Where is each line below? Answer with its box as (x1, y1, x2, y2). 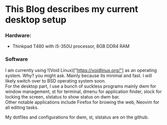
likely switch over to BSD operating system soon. (5, 77, 106, 83)
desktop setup (5, 14, 66, 25)
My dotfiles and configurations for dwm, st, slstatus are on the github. (5, 114, 149, 120)
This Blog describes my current (5, 3, 138, 15)
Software (5, 56, 28, 63)
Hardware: (5, 32, 31, 39)
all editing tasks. (5, 104, 39, 110)
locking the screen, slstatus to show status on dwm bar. (5, 93, 120, 99)
